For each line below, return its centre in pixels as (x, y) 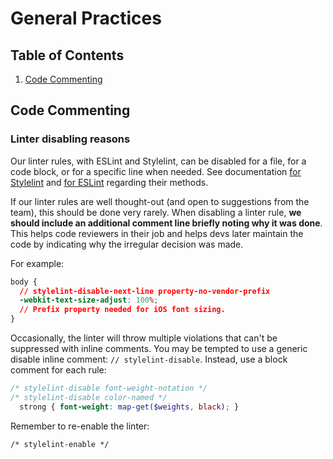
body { (24, 282)
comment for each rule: (58, 370)
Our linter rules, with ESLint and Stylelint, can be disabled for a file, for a (158, 161)
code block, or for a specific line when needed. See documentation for (156, 171)
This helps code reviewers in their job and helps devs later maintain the (157, 233)
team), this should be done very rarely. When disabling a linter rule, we (156, 212)
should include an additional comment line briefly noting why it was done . (166, 223)
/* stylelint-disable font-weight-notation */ (109, 388)
